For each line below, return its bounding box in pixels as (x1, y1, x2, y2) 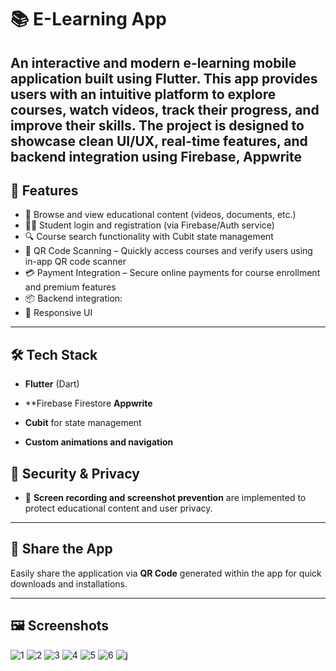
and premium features (24, 281, 117, 293)
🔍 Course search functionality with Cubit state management (24, 231, 274, 243)
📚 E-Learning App (10, 8, 167, 31)
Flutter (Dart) (24, 378, 80, 390)
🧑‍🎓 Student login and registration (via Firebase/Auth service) (24, 219, 275, 231)
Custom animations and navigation (24, 436, 174, 448)
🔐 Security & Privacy (10, 465, 140, 482)
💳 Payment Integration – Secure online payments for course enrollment (24, 267, 321, 279)
